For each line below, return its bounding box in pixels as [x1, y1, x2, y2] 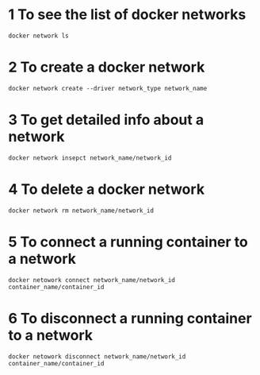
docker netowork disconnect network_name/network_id [8, 352, 186, 361]
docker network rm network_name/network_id [8, 207, 155, 215]
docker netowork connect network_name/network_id [8, 276, 176, 284]
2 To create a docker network [8, 58, 205, 76]
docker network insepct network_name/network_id [8, 153, 172, 162]
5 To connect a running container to [8, 233, 248, 251]
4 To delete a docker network [8, 180, 205, 198]
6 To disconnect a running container [8, 309, 252, 327]
